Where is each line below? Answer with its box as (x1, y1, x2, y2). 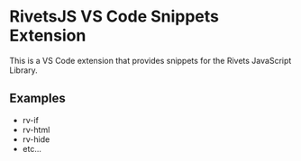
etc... (22, 143, 42, 154)
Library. (9, 65, 38, 76)
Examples (9, 91, 66, 106)
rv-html (22, 124, 50, 135)
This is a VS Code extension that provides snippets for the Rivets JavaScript (9, 55, 292, 66)
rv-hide (22, 133, 50, 145)
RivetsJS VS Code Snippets (9, 6, 219, 27)
